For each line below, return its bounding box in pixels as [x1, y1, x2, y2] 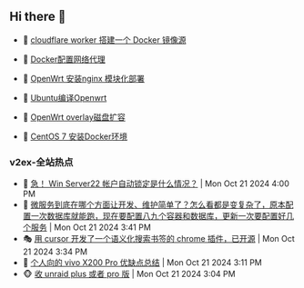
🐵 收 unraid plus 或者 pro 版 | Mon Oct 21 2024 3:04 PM [22, 269, 236, 280]
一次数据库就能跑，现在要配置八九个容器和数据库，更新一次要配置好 [30, 211, 287, 222]
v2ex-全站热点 [9, 155, 74, 168]
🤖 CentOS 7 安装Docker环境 [22, 131, 127, 142]
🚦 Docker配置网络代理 [22, 54, 106, 65]
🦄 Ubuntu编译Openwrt [22, 92, 107, 103]
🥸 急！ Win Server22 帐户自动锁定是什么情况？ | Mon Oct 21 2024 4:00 [22, 178, 289, 189]
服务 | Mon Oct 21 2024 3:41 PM [30, 222, 152, 233]
